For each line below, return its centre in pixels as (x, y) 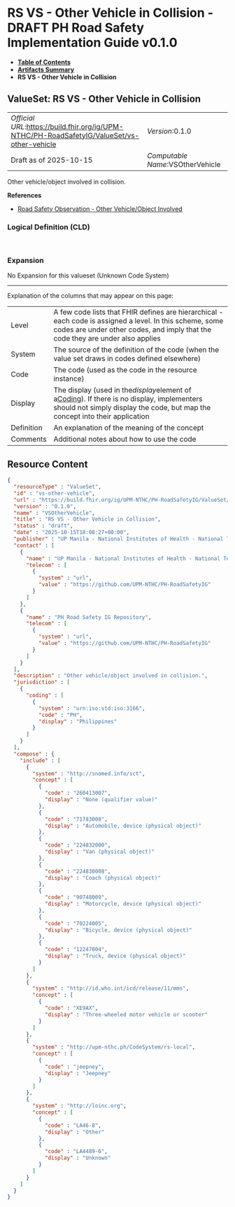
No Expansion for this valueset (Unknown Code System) (88, 275)
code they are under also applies (107, 339)
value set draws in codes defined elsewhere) (127, 359)
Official (23, 118)
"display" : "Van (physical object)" (100, 852)
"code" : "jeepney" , (74, 1067)
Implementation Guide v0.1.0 (92, 43)
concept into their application (101, 416)
